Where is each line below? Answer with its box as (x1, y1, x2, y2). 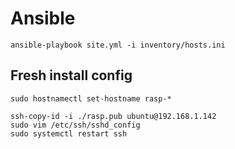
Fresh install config (10, 67, 133, 84)
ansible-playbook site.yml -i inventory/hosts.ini (10, 40, 226, 50)
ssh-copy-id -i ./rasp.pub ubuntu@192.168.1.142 (10, 111, 217, 121)
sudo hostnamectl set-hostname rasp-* (10, 93, 172, 104)
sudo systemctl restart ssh (10, 128, 128, 139)
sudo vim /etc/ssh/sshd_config (10, 120, 141, 130)
